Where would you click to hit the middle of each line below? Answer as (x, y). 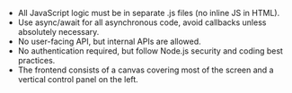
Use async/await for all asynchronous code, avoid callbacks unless (142, 22)
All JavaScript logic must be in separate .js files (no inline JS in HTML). (149, 13)
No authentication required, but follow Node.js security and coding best (150, 51)
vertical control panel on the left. (78, 79)
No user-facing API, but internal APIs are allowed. (110, 41)
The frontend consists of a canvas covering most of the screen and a (146, 70)
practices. (36, 60)
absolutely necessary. (58, 32)
